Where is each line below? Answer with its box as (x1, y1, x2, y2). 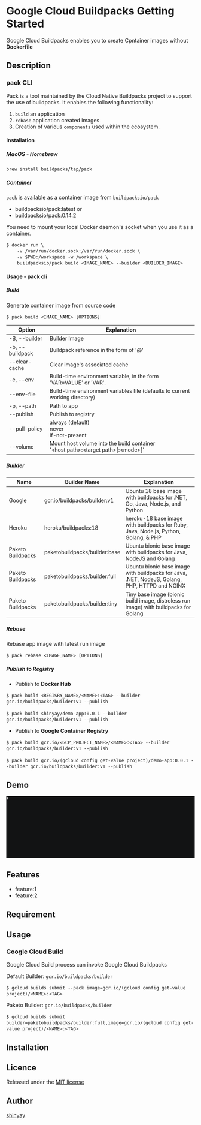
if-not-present (50, 432, 87, 439)
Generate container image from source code (6, 302, 116, 309)
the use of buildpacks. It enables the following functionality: (6, 98, 154, 106)
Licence (6, 1063, 37, 1073)
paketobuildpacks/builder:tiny (44, 600, 118, 607)
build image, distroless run (125, 597, 191, 604)
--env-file (8, 390, 36, 398)
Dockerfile (6, 43, 33, 50)
